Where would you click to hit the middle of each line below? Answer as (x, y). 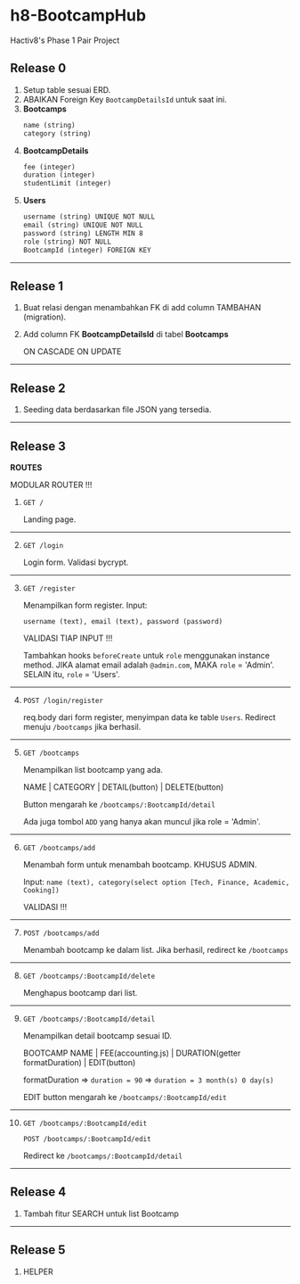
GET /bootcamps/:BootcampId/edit (85, 1123)
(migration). (45, 317)
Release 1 (36, 286)
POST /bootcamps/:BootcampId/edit (87, 1139)
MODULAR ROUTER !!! (51, 485)
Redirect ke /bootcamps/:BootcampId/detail (103, 1156)
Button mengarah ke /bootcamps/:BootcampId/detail (119, 804)
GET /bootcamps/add (59, 848)
